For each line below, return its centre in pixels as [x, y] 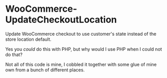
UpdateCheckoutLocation [61, 20]
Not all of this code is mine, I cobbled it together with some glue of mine [81, 64]
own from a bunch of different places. [45, 70]
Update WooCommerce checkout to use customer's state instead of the [81, 34]
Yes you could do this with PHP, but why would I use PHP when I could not [84, 49]
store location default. [28, 39]
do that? [14, 55]
